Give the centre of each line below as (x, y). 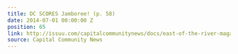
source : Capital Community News (55, 40)
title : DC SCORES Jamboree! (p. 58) (61, 14)
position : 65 (27, 27)
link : (15, 33)
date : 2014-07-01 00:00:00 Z (50, 20)
